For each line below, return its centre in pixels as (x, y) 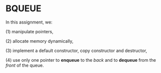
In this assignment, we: (29, 22)
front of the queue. (25, 65)
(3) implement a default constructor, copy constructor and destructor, (76, 50)
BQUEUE (23, 9)
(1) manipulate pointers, (30, 31)
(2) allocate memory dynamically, (40, 41)
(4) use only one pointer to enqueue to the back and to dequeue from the (81, 60)
